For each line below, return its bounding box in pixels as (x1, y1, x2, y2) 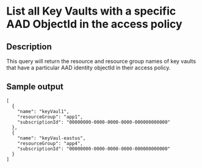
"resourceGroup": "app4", (17, 140, 84, 147)
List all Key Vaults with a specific (6, 4, 176, 18)
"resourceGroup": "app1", (17, 114, 84, 120)
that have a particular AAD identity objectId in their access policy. (6, 64, 171, 71)
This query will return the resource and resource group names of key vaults (6, 58, 197, 65)
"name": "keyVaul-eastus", (17, 135, 86, 141)
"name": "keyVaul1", (17, 108, 70, 114)
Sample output (6, 82, 64, 92)
